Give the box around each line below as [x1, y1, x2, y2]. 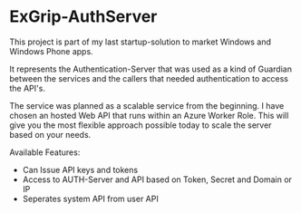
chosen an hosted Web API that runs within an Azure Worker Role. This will [9, 110, 289, 121]
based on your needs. [9, 129, 92, 140]
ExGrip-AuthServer [9, 6, 158, 27]
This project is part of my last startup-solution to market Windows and [9, 36, 272, 47]
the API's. [9, 82, 45, 93]
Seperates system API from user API [22, 193, 159, 204]
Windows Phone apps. [9, 45, 93, 56]
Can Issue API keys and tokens [22, 164, 139, 175]
